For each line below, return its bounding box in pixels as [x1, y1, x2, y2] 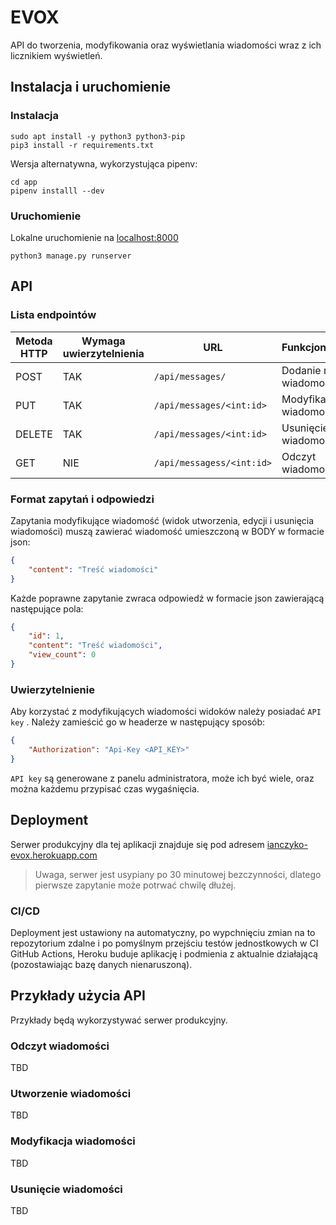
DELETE [15, 427, 53, 441]
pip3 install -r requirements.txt [10, 140, 155, 150]
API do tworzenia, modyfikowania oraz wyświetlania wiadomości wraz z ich [10, 39, 322, 51]
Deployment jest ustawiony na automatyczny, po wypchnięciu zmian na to [10, 926, 316, 938]
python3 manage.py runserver [10, 251, 132, 261]
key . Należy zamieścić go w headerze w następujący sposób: [10, 716, 266, 728]
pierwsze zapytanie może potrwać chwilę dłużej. [34, 879, 237, 891]
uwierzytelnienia [62, 346, 145, 360]
